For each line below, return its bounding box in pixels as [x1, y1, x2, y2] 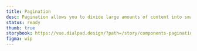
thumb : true [6, 25, 35, 31]
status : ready [6, 19, 41, 25]
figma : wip [6, 36, 33, 42]
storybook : [6, 30, 33, 36]
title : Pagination [6, 8, 51, 15]
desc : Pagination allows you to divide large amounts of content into [6, 14, 182, 20]
